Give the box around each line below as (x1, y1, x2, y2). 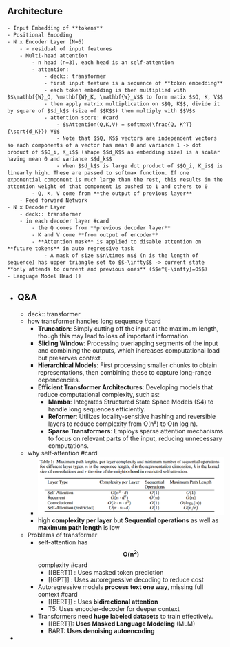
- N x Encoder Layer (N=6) (7, 38, 85, 45)
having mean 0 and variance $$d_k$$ (7, 155, 112, 163)
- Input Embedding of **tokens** (7, 24, 103, 32)
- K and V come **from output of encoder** (32, 231, 158, 238)
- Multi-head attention (19, 52, 88, 59)
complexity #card (37, 561, 88, 569)
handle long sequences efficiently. (48, 404, 146, 413)
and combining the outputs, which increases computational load (37, 346, 220, 354)
